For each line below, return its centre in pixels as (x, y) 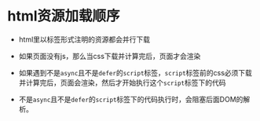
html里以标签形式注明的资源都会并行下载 (84, 39)
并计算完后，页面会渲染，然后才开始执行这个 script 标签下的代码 (122, 82)
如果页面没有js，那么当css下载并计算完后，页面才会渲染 (110, 56)
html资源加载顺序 (64, 16)
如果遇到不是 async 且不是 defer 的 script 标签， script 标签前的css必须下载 (135, 72)
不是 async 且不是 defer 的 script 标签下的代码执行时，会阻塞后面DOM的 (131, 99)
